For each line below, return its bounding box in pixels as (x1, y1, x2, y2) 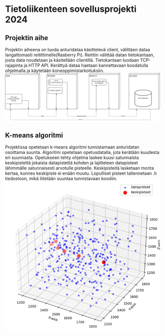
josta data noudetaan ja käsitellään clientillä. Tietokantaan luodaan (5, 57, 139, 63)
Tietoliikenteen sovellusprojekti (5, 3, 137, 15)
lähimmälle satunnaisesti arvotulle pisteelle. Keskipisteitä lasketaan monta (5, 165, 154, 171)
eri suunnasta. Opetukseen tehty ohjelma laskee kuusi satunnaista (5, 154, 139, 161)
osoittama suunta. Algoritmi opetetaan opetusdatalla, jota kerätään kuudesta (5, 149, 160, 155)
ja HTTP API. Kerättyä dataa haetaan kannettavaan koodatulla (24, 63, 148, 68)
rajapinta (5, 63, 23, 68)
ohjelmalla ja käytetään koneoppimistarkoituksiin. (5, 68, 105, 74)
